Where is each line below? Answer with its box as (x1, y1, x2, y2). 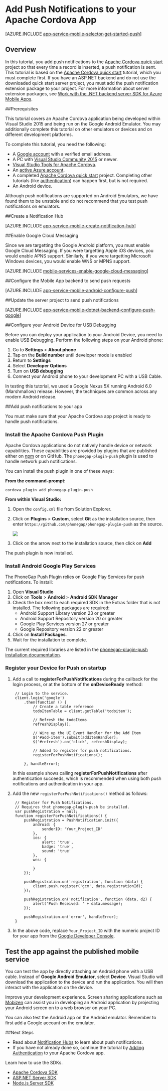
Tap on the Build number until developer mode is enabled (12, 352, 132, 358)
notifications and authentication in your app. (12, 780, 104, 786)
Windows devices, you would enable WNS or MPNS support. (5, 258, 131, 264)
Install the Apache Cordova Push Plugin (5, 431, 104, 438)
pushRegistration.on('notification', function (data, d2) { (24, 897, 152, 902)
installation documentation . (5, 652, 61, 658)
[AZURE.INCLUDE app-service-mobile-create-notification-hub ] (5, 222, 136, 229)
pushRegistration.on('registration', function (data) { (24, 879, 143, 884)
